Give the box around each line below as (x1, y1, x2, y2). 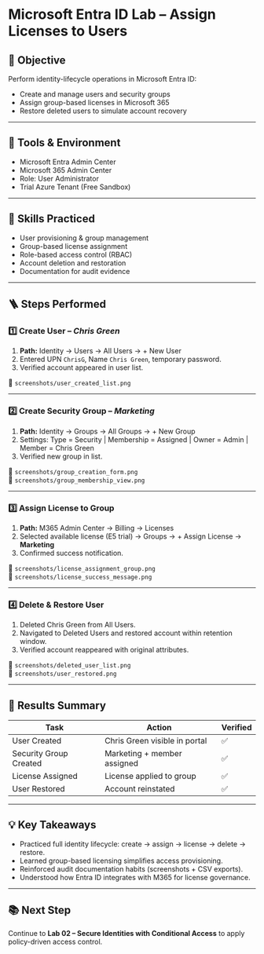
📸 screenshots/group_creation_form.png (8, 466, 138, 476)
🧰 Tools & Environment (8, 136, 121, 150)
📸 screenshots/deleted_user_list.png (8, 660, 131, 670)
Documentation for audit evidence (19, 266, 130, 276)
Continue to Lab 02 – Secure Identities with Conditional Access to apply (8, 928, 245, 938)
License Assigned (12, 771, 79, 782)
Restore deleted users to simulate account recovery (19, 106, 187, 115)
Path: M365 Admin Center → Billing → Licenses (19, 523, 174, 532)
